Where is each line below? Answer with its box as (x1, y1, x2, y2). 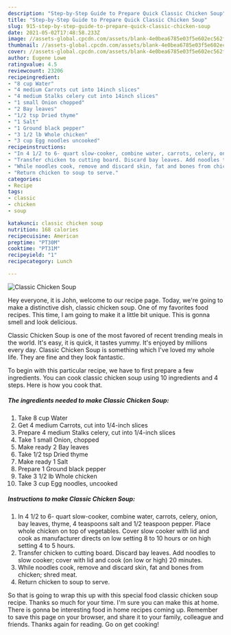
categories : (8, 175, 42, 182)
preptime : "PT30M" (8, 239, 60, 246)
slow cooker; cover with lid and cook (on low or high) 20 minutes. (17, 556, 203, 564)
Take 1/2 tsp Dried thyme (17, 450, 88, 458)
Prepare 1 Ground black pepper (17, 464, 106, 473)
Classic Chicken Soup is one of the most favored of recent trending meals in (8, 331, 223, 339)
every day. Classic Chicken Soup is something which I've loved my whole (8, 345, 215, 353)
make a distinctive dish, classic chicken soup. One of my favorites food (8, 303, 208, 312)
